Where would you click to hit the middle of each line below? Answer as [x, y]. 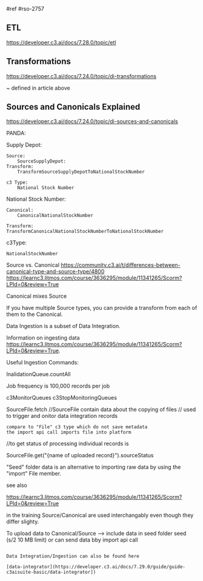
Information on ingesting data [43, 338]
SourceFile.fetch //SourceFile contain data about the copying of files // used [101, 409]
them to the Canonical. [35, 314]
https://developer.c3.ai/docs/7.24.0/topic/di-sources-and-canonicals [92, 121]
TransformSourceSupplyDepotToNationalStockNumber [81, 172]
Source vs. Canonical [33, 265]
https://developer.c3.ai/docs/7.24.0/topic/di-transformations [81, 76]
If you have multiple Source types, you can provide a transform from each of [102, 308]
